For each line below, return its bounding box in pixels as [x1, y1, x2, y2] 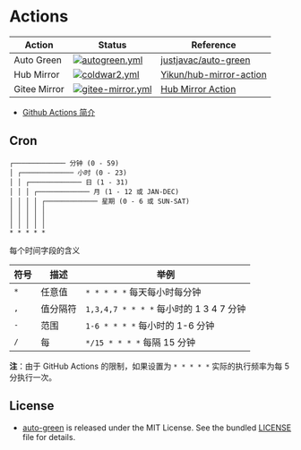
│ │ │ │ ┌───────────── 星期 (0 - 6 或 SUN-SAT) [9, 197, 191, 206]
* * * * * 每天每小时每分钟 [85, 285, 202, 298]
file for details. [21, 431, 76, 442]
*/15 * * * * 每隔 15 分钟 [85, 335, 195, 348]
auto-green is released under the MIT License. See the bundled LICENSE [21, 422, 292, 433]
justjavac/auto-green [160, 54, 251, 66]
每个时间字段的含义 [9, 244, 81, 256]
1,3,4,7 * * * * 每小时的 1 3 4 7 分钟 [85, 302, 246, 315]
